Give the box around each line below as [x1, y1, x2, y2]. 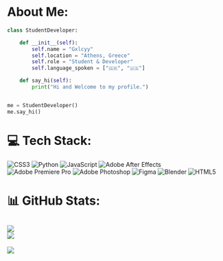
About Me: [7, 4, 69, 20]
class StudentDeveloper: [7, 27, 78, 34]
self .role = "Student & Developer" [32, 58, 134, 65]
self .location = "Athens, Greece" [32, 52, 130, 59]
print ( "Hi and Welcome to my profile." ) [32, 84, 149, 91]
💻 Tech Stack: [7, 133, 92, 148]
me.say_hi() [7, 108, 41, 115]
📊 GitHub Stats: [7, 193, 101, 208]
